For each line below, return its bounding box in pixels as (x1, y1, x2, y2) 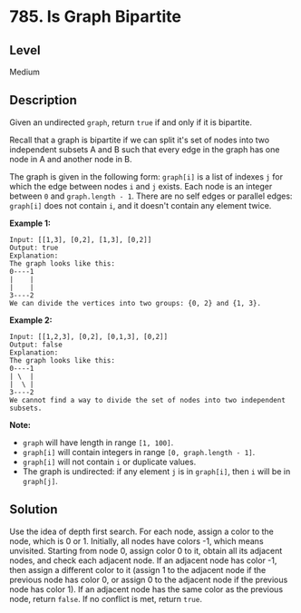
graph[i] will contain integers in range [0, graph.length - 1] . (22, 446, 256, 457)
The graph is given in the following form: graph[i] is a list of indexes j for (9, 170, 284, 182)
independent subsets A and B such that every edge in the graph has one (9, 143, 280, 155)
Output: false (9, 340, 63, 349)
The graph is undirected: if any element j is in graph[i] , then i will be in (22, 465, 291, 477)
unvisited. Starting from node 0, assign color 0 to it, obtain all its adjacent (9, 545, 283, 556)
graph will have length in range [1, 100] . (22, 437, 174, 448)
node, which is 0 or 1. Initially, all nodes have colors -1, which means (9, 535, 265, 546)
